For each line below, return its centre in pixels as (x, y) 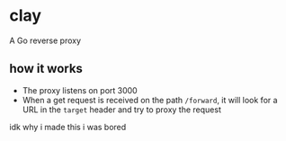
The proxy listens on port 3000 (80, 90)
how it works (46, 69)
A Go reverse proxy (45, 40)
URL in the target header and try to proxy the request (122, 110)
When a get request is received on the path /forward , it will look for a (150, 100)
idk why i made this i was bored (68, 127)
